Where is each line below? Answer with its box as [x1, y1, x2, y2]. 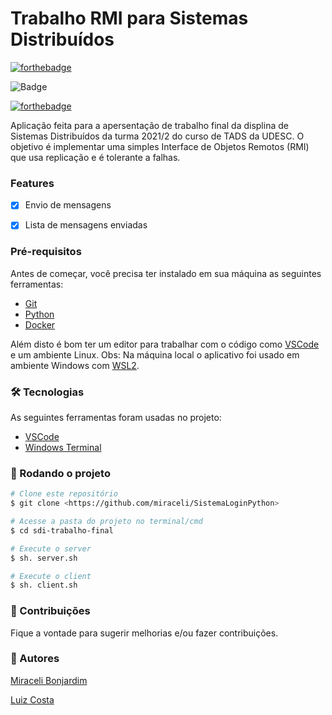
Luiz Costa [10, 693, 55, 706]
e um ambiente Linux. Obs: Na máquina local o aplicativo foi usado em [10, 348, 300, 361]
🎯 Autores [10, 652, 60, 666]
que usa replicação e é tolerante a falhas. [10, 151, 181, 163]
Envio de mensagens [24, 199, 112, 211]
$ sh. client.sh [10, 580, 78, 591]
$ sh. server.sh [10, 553, 78, 563]
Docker [24, 318, 56, 331]
